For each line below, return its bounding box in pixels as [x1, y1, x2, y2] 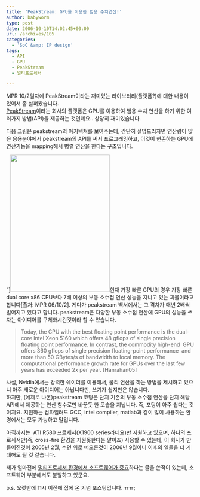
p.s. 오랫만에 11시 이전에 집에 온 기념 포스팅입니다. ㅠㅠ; [6, 484, 136, 492]
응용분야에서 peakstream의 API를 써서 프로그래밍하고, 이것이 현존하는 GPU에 [12, 135, 193, 143]
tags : [6, 48, 20, 54]
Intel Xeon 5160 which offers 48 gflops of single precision [33, 335, 176, 342]
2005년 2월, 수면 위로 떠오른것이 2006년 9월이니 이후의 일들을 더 [32, 444, 185, 451]
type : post [6, 20, 33, 26]
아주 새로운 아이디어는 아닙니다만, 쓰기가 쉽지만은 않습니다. [12, 386, 150, 393]
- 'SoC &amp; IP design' [11, 43, 73, 49]
